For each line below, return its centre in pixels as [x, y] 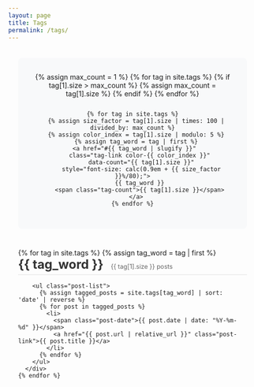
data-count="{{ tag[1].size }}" [141, 162]
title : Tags [28, 23]
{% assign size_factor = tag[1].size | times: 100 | [136, 121]
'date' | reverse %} [52, 300]
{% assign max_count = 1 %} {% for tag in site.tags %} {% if [133, 77]
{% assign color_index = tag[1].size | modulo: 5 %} [136, 135]
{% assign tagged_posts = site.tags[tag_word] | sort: [131, 293]
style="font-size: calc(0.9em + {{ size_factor [141, 169]
